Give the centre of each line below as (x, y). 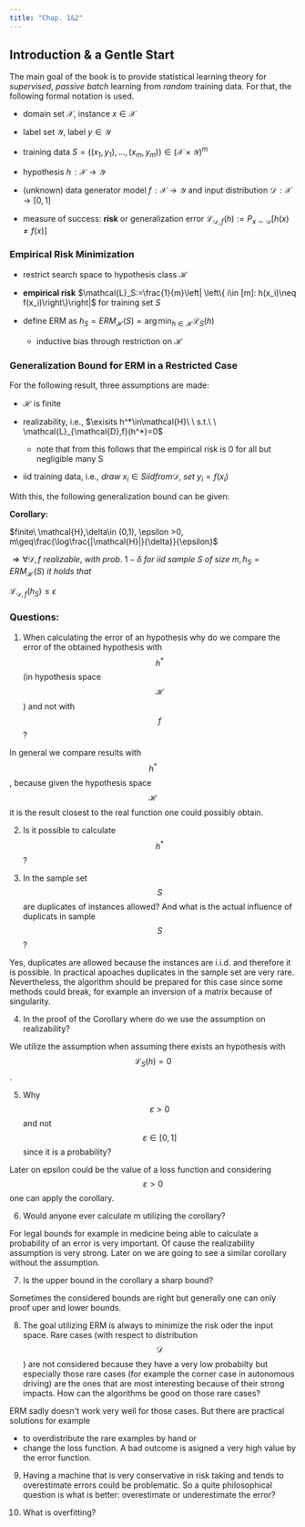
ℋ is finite (42, 403)
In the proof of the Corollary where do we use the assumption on (144, 1019)
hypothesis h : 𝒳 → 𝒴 (64, 172)
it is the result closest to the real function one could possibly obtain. (137, 812)
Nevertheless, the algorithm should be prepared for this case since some (146, 981)
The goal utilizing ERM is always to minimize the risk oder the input (148, 1325)
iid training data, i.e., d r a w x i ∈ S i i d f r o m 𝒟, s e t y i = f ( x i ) (126, 477)
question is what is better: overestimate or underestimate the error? (149, 1495)
